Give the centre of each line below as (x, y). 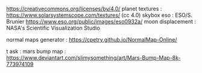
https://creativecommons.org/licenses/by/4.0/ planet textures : (84, 9)
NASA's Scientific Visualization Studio (53, 28)
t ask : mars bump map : (36, 51)
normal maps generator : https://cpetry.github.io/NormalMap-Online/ (92, 40)
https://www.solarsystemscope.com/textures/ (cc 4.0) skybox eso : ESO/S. (99, 15)
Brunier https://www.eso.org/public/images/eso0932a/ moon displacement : (101, 21)
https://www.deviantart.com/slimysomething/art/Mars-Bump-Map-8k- (93, 58)
